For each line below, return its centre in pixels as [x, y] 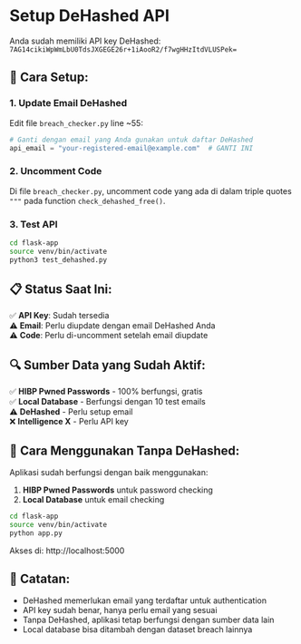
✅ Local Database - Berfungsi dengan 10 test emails [108, 402]
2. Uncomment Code [56, 171]
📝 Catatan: [40, 579]
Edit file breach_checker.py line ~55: [76, 122]
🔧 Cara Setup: [49, 78]
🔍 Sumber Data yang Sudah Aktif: [107, 365]
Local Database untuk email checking [93, 500]
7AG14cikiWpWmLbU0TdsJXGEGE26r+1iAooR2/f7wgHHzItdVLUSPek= [123, 49]
